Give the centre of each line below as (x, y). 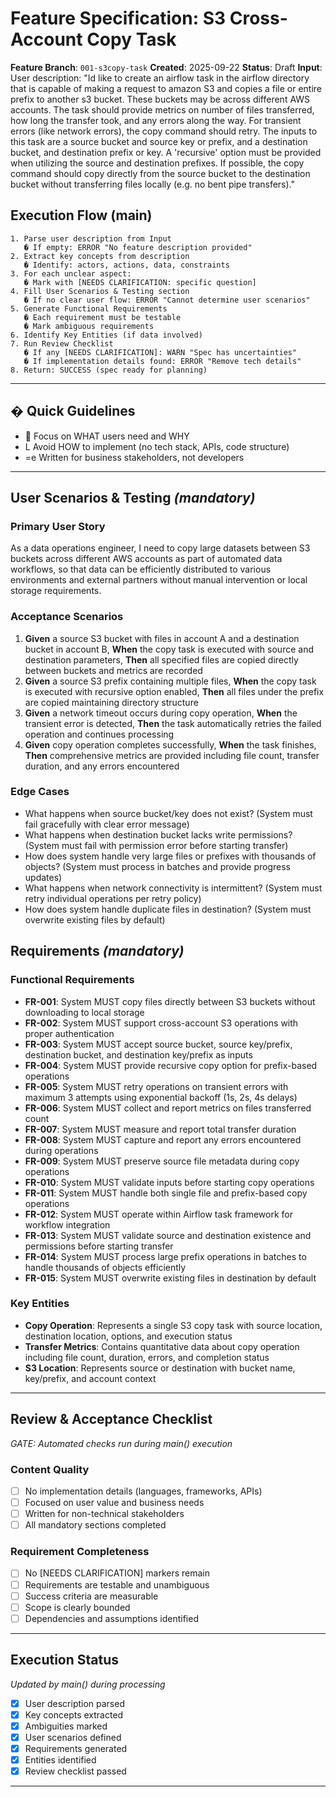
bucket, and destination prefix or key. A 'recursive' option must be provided (166, 152)
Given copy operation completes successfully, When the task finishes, (170, 744)
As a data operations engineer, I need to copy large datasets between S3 (160, 548)
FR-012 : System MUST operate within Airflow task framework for (159, 1214)
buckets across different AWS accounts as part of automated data (146, 559)
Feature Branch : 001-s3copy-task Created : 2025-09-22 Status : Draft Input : (166, 67)
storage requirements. (56, 591)
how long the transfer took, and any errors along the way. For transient (156, 120)
